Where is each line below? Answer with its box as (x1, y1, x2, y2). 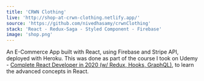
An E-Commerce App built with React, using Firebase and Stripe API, (6, 48, 179, 55)
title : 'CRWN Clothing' (6, 9, 67, 15)
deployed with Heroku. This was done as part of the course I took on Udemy (6, 55, 198, 62)
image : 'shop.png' (6, 32, 53, 38)
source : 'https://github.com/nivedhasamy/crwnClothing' (6, 20, 151, 26)
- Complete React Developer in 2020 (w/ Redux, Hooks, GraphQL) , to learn (6, 62, 194, 69)
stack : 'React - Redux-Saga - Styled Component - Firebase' (6, 26, 163, 32)
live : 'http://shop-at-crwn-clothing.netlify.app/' (6, 15, 140, 21)
